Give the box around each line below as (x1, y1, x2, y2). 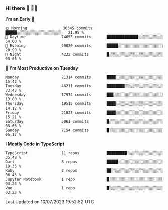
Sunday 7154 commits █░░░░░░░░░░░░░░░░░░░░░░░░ (5, 128, 163, 133)
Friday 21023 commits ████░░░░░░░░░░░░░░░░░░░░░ (5, 110, 163, 115)
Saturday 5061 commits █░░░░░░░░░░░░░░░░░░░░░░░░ (5, 119, 163, 124)
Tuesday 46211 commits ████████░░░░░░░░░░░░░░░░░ (5, 84, 163, 89)
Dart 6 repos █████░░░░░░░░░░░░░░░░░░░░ (5, 159, 163, 165)
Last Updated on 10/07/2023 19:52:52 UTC (5, 199, 94, 205)
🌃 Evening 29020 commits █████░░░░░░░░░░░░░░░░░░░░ (5, 43, 163, 48)
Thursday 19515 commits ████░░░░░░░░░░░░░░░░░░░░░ (5, 101, 163, 107)
